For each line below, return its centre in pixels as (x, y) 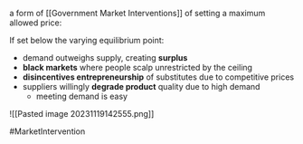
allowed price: (36, 23)
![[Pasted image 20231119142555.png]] (82, 114)
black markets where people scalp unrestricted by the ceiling (137, 67)
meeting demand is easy (82, 96)
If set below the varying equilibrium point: (87, 40)
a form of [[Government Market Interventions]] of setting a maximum (137, 13)
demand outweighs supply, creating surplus (105, 58)
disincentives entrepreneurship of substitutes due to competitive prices (158, 77)
